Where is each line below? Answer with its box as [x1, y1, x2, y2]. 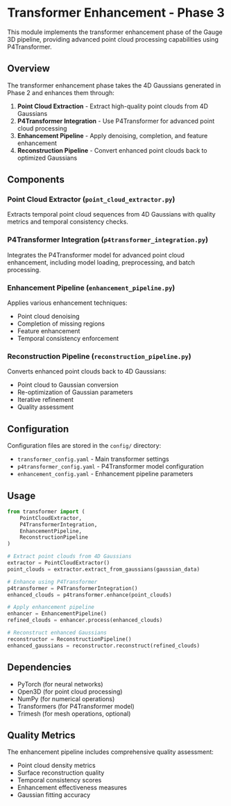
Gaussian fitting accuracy [17, 791, 91, 799]
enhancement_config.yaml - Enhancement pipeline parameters [17, 470, 194, 478]
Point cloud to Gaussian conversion [17, 380, 119, 389]
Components [7, 174, 65, 185]
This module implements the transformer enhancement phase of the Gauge [7, 28, 223, 36]
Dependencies [7, 662, 71, 673]
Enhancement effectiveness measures [17, 783, 127, 792]
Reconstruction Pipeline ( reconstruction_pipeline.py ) [7, 351, 192, 361]
